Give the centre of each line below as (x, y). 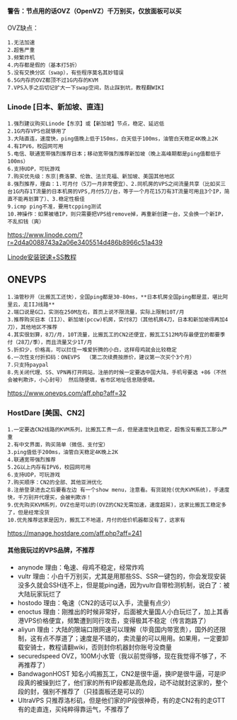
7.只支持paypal (28, 365)
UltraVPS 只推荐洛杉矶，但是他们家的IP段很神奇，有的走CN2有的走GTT (121, 700)
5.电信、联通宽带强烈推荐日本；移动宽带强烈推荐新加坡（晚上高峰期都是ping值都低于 (114, 154)
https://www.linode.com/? (45, 235)
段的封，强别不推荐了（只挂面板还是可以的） (83, 691)
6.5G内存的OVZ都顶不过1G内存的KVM (53, 81)
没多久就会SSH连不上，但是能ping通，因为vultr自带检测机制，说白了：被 (123, 585)
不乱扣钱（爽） (26, 221)
